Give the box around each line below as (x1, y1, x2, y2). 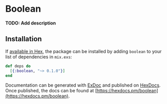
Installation (5, 35, 42, 43)
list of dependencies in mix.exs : (5, 54, 72, 60)
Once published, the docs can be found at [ (5, 88, 97, 94)
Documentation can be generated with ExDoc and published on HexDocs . (5, 82, 161, 88)
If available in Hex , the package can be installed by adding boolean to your (5, 48, 162, 54)
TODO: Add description (5, 20, 56, 26)
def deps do (5, 63, 31, 69)
